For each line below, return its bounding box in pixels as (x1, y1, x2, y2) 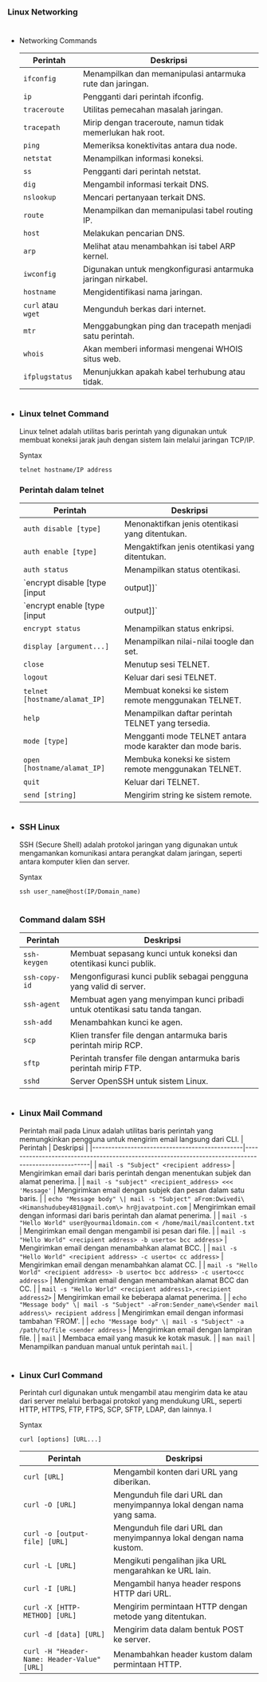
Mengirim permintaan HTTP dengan (113, 1601, 248, 1613)
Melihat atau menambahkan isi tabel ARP (82, 241, 236, 252)
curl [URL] (22, 1472, 65, 1482)
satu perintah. (82, 330, 135, 341)
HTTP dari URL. (113, 1588, 172, 1599)
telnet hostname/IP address (18, 466, 112, 474)
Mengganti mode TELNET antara (124, 731, 247, 742)
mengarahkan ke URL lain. (113, 1566, 212, 1577)
